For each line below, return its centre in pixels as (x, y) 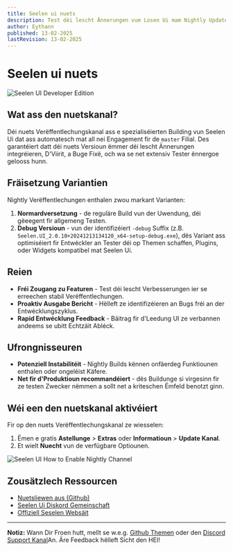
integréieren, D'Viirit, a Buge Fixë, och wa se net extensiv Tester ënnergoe (113, 154)
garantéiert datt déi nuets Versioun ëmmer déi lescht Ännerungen (101, 146)
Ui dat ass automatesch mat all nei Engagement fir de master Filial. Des (108, 139)
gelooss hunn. (27, 161)
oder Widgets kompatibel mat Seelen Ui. (75, 250)
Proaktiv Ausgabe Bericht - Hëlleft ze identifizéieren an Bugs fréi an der (121, 304)
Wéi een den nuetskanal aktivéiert (83, 408)
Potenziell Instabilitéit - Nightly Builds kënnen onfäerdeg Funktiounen (118, 364)
